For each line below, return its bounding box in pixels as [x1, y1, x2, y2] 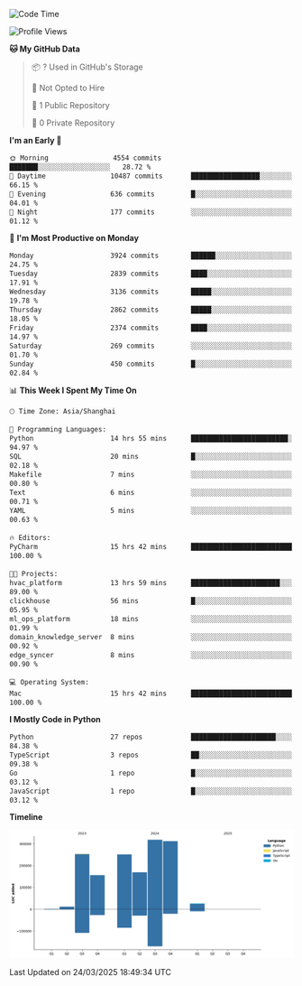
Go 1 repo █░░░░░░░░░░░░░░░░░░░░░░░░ [9, 768, 293, 777]
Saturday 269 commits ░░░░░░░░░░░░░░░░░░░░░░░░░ [9, 341, 293, 350]
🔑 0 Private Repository [31, 117, 115, 128]
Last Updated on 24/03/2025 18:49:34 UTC [9, 966, 171, 977]
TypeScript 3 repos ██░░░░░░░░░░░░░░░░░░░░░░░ [9, 750, 293, 759]
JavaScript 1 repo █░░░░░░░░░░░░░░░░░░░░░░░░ [9, 786, 293, 795]
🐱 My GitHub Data [9, 43, 81, 54]
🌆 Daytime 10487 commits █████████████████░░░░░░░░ [9, 172, 293, 181]
